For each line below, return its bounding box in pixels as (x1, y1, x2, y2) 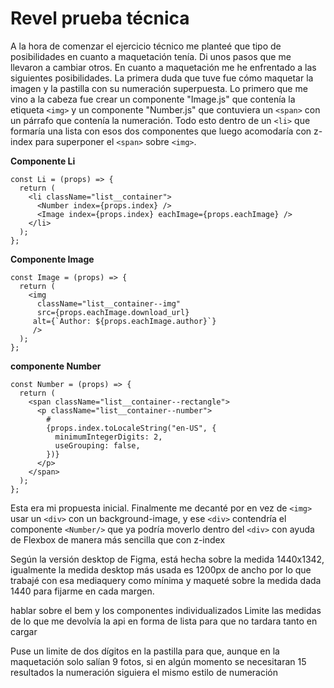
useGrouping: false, (54, 440, 141, 451)
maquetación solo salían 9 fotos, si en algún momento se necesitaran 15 (10, 655, 307, 667)
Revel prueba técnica (10, 7, 190, 30)
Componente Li (10, 155, 76, 167)
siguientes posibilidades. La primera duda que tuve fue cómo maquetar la (10, 72, 314, 84)
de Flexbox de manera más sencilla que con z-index (10, 533, 226, 546)
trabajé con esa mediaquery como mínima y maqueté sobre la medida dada (10, 574, 322, 586)
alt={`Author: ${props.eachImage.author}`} (32, 316, 217, 326)
